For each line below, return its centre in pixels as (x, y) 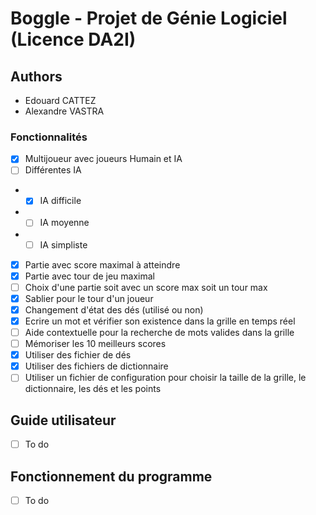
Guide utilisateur (63, 420)
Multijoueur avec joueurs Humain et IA (103, 159)
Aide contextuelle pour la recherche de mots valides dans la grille (159, 332)
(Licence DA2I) (73, 39)
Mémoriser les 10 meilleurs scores (95, 344)
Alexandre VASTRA (64, 111)
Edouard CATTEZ (60, 100)
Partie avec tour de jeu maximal (89, 276)
